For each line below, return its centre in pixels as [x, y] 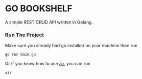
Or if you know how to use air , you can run [48, 64]
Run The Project [24, 35]
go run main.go [21, 54]
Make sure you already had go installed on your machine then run [71, 46]
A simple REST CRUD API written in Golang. [49, 22]
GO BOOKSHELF [39, 9]
